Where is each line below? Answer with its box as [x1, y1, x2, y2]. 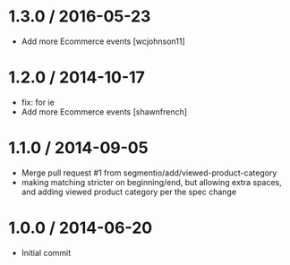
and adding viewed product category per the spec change [21, 186, 237, 197]
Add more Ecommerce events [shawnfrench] [21, 106, 188, 117]
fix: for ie [21, 97, 55, 107]
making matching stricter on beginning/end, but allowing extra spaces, [21, 176, 283, 187]
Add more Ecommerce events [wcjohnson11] [21, 36, 185, 47]
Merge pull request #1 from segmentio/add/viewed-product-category [21, 167, 277, 178]
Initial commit [21, 247, 72, 258]
